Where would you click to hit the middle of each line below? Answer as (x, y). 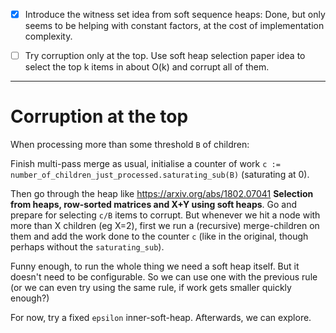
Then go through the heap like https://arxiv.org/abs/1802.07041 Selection (162, 194)
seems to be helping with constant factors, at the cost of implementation (174, 26)
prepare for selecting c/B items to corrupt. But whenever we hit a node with (165, 215)
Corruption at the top (99, 116)
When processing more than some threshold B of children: (130, 145)
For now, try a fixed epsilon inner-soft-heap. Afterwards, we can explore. (161, 318)
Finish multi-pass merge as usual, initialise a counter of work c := (145, 164)
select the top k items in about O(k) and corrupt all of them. (147, 67)
